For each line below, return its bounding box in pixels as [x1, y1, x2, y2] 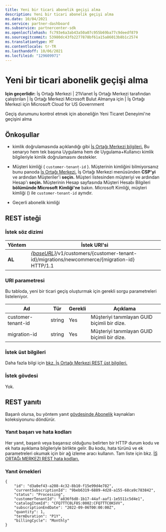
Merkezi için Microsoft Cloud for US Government [5, 101, 105, 107]
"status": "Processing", [14, 492, 65, 497]
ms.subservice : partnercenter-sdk [5, 26, 77, 31]
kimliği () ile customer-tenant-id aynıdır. [12, 190, 93, 196]
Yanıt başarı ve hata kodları [5, 429, 72, 436]
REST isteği [5, 214, 41, 222]
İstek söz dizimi [5, 228, 43, 235]
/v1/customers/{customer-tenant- [56, 250, 137, 257]
